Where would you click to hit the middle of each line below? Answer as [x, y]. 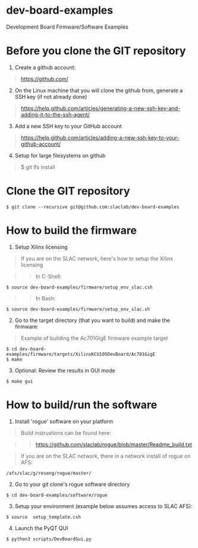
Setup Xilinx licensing [41, 247]
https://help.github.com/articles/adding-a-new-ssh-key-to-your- [100, 137]
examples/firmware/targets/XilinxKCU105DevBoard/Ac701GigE [81, 354]
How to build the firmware [72, 230]
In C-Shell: [48, 276]
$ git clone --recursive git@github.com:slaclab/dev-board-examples [93, 207]
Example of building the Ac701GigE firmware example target [94, 338]
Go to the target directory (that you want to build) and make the [92, 320]
